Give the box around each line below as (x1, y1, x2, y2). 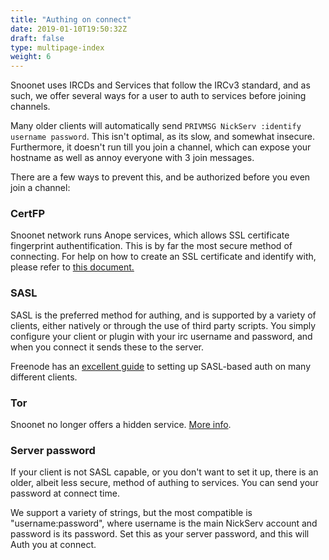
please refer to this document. (10, 261, 135, 273)
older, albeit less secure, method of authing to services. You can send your (10, 477, 319, 489)
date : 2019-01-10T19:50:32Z (10, 24, 128, 34)
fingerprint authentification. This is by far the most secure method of (10, 240, 293, 252)
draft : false (10, 33, 65, 43)
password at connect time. (10, 487, 120, 500)
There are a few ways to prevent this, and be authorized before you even (10, 171, 311, 183)
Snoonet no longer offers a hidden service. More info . (10, 419, 232, 431)
